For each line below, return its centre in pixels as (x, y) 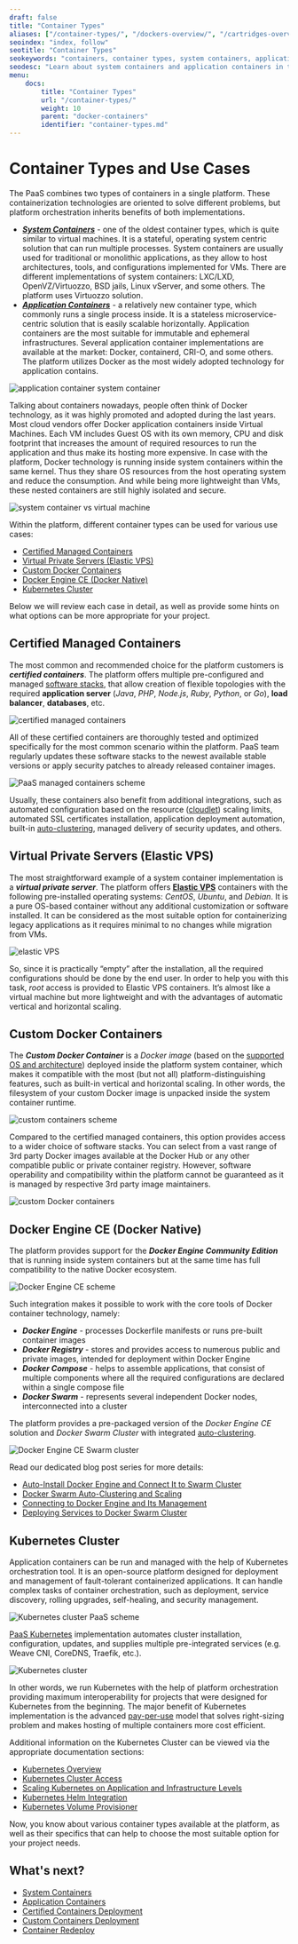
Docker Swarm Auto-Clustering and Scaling (102, 1494)
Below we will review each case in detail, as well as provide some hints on (144, 606)
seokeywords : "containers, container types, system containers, (130, 59)
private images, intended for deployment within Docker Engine (136, 1359)
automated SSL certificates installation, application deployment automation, (147, 819)
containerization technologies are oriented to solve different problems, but (145, 202)
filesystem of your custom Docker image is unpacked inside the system (140, 1093)
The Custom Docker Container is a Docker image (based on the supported (147, 1055)
